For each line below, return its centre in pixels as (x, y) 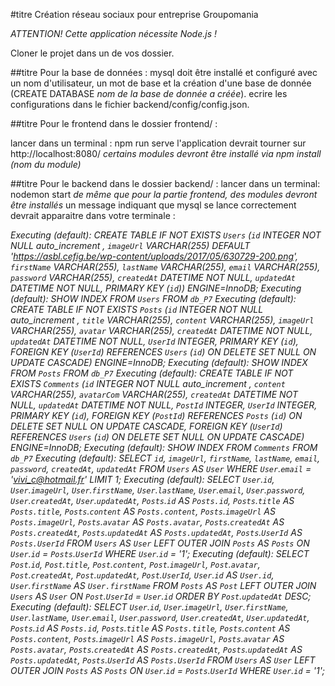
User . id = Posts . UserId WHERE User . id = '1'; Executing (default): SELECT (160, 553)
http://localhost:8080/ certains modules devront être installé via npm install (166, 153)
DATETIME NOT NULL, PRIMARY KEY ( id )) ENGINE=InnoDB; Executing (156, 288)
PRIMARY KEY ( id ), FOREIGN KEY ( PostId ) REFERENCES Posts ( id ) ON (156, 415)
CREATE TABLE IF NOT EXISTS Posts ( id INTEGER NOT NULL (137, 309)
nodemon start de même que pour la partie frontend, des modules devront (164, 194)
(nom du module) (46, 164)
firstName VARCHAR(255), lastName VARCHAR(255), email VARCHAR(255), (165, 267)
